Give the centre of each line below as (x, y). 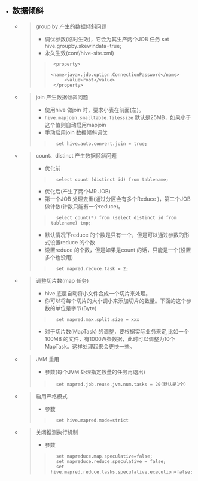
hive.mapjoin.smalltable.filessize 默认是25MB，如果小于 (118, 117)
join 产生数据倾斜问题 (62, 97)
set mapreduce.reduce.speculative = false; (111, 461)
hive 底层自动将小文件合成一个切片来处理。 (98, 293)
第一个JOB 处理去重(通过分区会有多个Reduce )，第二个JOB (118, 199)
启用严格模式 (51, 396)
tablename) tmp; (71, 223)
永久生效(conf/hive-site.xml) (80, 53)
